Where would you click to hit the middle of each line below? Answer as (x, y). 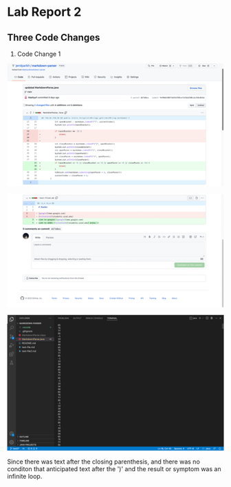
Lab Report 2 (44, 12)
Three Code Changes (54, 38)
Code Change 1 (39, 54)
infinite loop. (25, 476)
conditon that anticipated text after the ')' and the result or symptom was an (114, 468)
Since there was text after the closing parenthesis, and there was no (104, 462)
